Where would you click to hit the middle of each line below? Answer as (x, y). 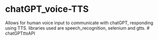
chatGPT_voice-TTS (47, 9)
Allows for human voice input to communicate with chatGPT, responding (79, 23)
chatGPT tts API (20, 33)
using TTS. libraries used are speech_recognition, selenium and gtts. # (78, 28)
